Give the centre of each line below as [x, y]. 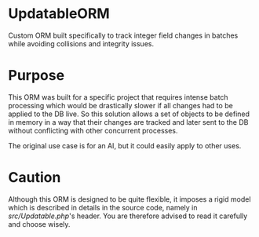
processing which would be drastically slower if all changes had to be [120, 105]
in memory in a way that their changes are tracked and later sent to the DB [128, 122]
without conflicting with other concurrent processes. [93, 130]
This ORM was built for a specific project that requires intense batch [119, 97]
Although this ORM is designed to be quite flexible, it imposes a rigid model [129, 199]
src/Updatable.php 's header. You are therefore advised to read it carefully [128, 216]
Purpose [36, 76]
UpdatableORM [59, 14]
